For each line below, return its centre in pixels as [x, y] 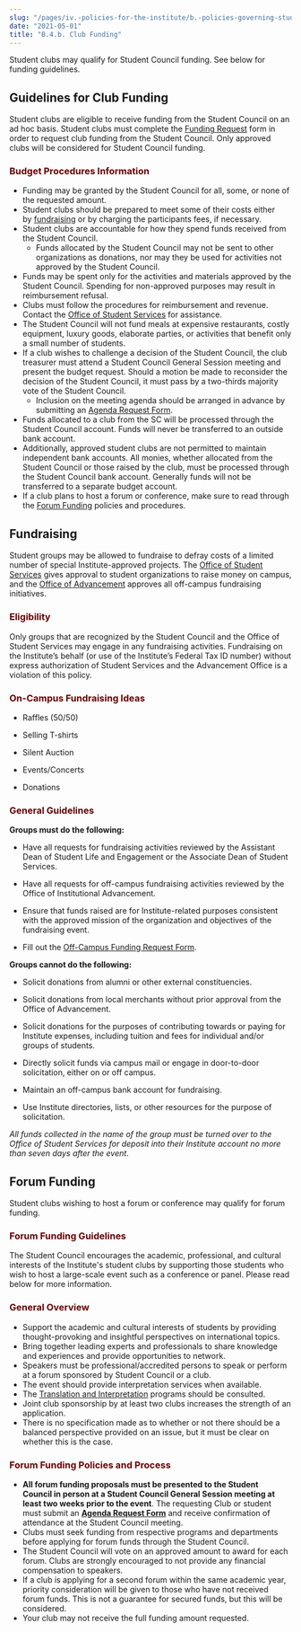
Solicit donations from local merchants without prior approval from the [152, 1000]
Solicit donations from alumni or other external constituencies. [137, 982]
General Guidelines [52, 810]
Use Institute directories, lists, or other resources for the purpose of [147, 1107]
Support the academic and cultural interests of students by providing [149, 1327]
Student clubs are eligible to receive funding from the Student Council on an [150, 119]
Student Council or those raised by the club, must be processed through [155, 467]
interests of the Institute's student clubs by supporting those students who [147, 1265]
